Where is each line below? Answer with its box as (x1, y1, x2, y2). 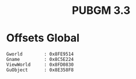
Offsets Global (6, 31, 80, 45)
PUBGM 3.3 (72, 4, 131, 17)
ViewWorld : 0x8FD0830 (6, 62, 74, 68)
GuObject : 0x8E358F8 (6, 67, 74, 73)
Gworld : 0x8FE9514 (6, 51, 74, 57)
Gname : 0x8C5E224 (6, 57, 74, 63)
